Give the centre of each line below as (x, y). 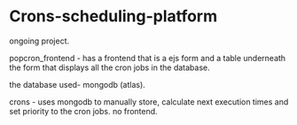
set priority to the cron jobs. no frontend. (83, 111)
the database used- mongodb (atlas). (78, 84)
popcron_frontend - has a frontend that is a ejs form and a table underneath (148, 58)
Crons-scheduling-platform (113, 16)
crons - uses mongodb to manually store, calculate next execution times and (149, 102)
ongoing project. (39, 41)
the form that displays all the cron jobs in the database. (109, 67)
